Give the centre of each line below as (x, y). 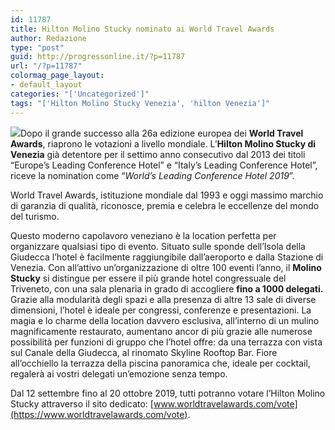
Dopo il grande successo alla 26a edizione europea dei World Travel (162, 133)
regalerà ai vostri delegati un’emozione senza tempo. (119, 373)
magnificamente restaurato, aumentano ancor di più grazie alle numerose (161, 331)
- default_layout (46, 85)
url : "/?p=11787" (46, 66)
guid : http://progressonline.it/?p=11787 (98, 57)
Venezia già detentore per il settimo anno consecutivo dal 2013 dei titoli (158, 154)
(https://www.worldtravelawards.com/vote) (99, 414)
